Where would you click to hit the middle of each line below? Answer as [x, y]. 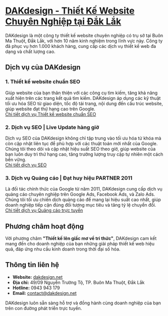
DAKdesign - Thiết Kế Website [70, 11]
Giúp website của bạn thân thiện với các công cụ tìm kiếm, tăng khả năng [81, 93]
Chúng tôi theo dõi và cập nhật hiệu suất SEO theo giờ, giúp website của [80, 149]
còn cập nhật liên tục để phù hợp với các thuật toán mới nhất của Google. [81, 143]
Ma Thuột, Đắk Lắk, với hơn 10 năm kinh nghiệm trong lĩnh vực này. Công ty [84, 41]
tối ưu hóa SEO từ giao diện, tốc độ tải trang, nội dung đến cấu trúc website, [84, 103]
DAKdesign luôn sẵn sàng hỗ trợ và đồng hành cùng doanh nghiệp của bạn [83, 303]
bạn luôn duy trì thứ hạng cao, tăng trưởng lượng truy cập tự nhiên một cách [84, 154]
